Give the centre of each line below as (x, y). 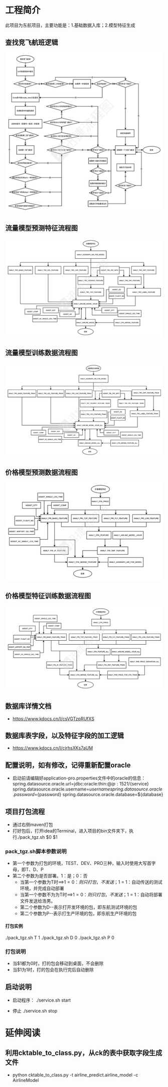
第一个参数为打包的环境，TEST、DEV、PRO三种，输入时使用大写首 (82, 863)
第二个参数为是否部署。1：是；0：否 (50, 876)
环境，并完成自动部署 (42, 888)
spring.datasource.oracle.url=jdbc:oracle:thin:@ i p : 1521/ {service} (80, 784)
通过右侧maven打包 (33, 825)
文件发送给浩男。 (38, 901)
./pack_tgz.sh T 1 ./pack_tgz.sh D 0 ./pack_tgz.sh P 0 (60, 937)
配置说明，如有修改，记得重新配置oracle (68, 765)
